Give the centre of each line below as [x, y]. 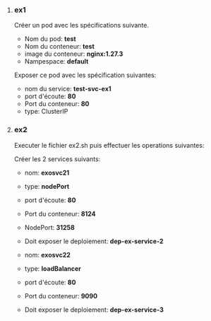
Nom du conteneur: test [60, 47]
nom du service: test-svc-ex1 [68, 89]
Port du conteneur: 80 [57, 104]
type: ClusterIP [46, 112]
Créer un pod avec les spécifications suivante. [82, 25]
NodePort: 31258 [50, 227]
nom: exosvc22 [47, 255]
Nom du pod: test [50, 39]
